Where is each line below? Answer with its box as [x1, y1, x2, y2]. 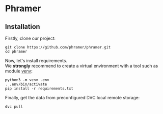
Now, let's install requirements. [5, 58, 68, 64]
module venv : [5, 68, 33, 74]
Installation [5, 23, 40, 31]
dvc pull [5, 104, 23, 109]
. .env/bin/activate [5, 82, 48, 87]
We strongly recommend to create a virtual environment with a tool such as [5, 63, 158, 68]
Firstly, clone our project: [5, 35, 55, 41]
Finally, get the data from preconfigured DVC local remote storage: [5, 95, 140, 100]
